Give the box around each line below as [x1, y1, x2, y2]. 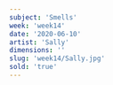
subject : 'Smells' [9, 12, 77, 22]
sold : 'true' [9, 63, 58, 72]
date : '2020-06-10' [9, 29, 82, 38]
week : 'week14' [9, 21, 66, 30]
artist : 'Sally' [9, 37, 69, 47]
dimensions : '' [9, 46, 66, 55]
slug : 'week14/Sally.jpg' [9, 54, 105, 63]
